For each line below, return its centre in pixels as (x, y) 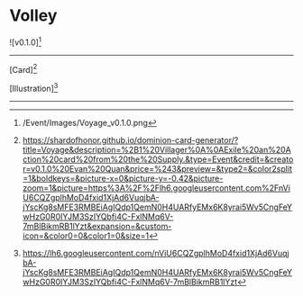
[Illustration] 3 (34, 88)
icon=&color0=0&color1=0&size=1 (86, 236)
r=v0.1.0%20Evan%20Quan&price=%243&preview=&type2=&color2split (157, 168)
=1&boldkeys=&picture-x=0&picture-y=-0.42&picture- (123, 178)
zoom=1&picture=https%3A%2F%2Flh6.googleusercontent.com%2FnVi (156, 188)
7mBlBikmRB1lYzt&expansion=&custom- (97, 226)
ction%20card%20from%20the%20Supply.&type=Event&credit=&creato (158, 159)
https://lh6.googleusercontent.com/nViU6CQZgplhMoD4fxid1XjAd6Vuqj (156, 253)
